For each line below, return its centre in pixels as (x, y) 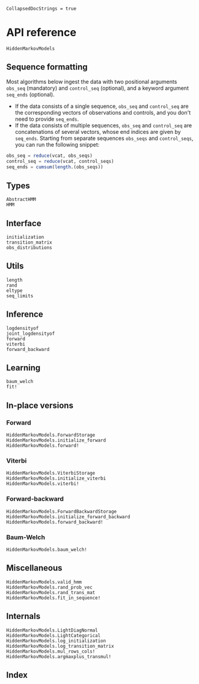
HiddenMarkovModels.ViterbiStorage (51, 473)
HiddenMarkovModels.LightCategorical (54, 635)
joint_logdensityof (31, 334)
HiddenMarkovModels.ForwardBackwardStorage (62, 511)
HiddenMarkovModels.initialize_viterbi (56, 479)
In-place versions (40, 405)
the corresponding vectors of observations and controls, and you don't (103, 112)
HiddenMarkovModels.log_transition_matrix (60, 646)
